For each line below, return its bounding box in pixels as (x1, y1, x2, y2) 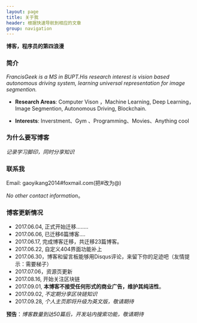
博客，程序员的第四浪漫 (6, 42, 64, 50)
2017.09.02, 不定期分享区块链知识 (14, 291, 98, 298)
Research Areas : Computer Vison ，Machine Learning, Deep (14, 98, 166, 105)
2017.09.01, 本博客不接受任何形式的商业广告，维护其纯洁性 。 (14, 283, 165, 290)
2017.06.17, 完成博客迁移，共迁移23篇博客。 (14, 238, 123, 245)
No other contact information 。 (6, 192, 84, 199)
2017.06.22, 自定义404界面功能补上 (14, 246, 102, 253)
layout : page (6, 8, 39, 15)
